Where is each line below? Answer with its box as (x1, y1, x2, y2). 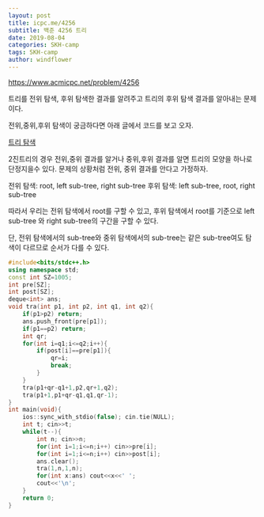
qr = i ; (50, 354, 69, 363)
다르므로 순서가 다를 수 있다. (22, 242, 110, 252)
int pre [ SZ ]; (8, 280, 51, 289)
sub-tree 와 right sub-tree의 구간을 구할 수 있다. (8, 215, 159, 226)
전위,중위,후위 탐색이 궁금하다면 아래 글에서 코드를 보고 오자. (8, 120, 194, 130)
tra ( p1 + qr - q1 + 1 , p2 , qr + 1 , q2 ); (22, 383, 119, 392)
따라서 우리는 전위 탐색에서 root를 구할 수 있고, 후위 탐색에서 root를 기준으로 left (8, 206, 255, 215)
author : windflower (8, 56, 73, 64)
